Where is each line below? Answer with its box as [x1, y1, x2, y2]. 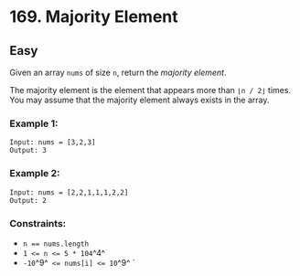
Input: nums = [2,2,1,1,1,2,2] [9, 187, 129, 197]
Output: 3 [9, 146, 48, 155]
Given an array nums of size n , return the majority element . [9, 67, 227, 78]
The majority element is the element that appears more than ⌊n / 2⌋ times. [9, 85, 291, 95]
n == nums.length [22, 239, 90, 249]
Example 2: [9, 167, 60, 180]
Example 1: [9, 117, 59, 130]
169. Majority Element [9, 6, 178, 27]
